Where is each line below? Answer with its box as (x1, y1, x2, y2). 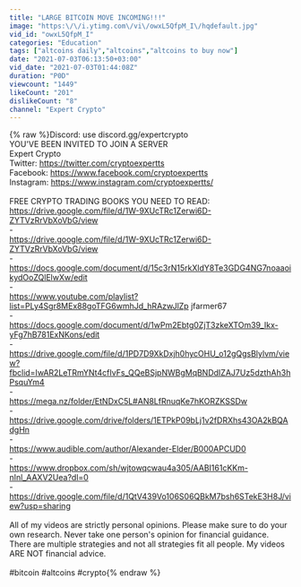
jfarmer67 (191, 301, 228, 312)
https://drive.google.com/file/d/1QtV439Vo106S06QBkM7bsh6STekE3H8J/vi (9, 491, 291, 502)
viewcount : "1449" (9, 80, 78, 89)
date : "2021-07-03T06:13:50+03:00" (9, 55, 142, 64)
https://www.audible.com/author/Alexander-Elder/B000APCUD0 (9, 444, 246, 454)
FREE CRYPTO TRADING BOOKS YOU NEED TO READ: (9, 196, 211, 207)
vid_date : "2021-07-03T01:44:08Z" (9, 64, 139, 73)
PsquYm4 (9, 377, 45, 388)
